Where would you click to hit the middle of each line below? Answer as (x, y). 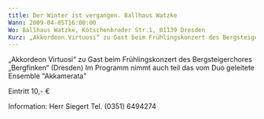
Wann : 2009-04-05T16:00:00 (52, 23)
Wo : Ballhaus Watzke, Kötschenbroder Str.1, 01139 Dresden (107, 30)
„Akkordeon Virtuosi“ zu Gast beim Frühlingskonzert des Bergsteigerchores (130, 59)
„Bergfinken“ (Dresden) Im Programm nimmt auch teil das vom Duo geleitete (132, 68)
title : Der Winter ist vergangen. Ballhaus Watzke (93, 15)
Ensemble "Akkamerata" (48, 76)
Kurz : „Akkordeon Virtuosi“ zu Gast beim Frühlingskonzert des (114, 37)
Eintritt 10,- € (29, 92)
